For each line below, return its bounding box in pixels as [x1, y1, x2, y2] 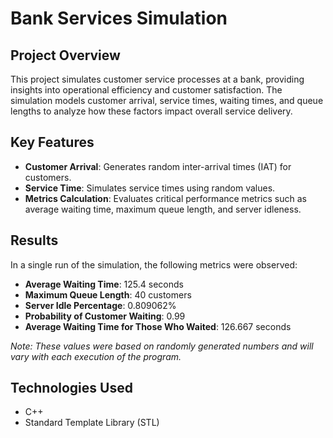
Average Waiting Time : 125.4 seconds [24, 278, 184, 290]
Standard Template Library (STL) [24, 417, 160, 429]
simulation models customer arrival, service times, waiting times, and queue [10, 95, 324, 106]
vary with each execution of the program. [10, 350, 182, 362]
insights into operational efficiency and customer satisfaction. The [10, 84, 283, 96]
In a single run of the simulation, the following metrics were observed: [10, 258, 298, 271]
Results [10, 232, 59, 249]
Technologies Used [10, 380, 133, 397]
